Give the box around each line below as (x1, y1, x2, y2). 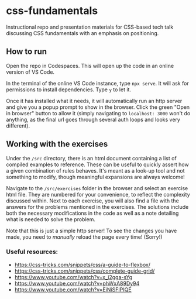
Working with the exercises (6, 139, 108, 149)
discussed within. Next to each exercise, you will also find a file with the (6, 197, 180, 204)
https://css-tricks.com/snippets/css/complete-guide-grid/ (14, 267, 155, 274)
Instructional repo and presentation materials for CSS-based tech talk (6, 23, 174, 30)
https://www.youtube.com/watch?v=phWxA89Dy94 (14, 280, 140, 287)
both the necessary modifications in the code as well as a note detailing (6, 209, 179, 216)
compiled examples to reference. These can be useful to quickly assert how (6, 161, 189, 168)
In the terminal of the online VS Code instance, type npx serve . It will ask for (6, 80, 189, 87)
